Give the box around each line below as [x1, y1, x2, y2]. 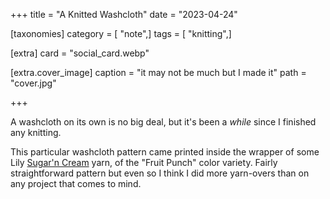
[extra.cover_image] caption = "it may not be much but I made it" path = [10, 67, 307, 78]
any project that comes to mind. [10, 178, 142, 189]
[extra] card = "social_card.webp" [10, 47, 150, 59]
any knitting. [10, 127, 62, 138]
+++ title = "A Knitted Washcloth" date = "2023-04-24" [10, 9, 238, 20]
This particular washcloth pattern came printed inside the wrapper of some [10, 146, 320, 158]
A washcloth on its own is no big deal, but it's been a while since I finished [10, 116, 317, 128]
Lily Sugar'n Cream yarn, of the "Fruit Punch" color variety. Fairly [10, 157, 278, 168]
